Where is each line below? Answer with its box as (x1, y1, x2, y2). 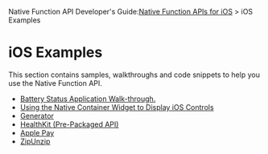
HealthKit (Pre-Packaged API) (19, 120, 119, 129)
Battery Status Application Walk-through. (19, 94, 156, 103)
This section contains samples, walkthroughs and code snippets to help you (8, 70, 260, 79)
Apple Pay (19, 128, 55, 137)
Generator (19, 111, 55, 120)
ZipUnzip (19, 136, 51, 146)
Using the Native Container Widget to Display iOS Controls (19, 102, 215, 111)
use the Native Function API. (8, 78, 103, 87)
